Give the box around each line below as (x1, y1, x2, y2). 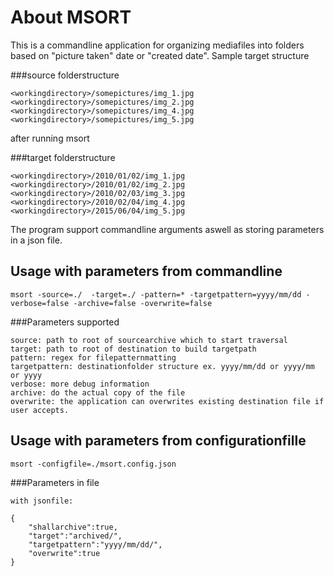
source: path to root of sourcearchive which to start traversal (10, 335, 288, 345)
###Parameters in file (10, 476, 100, 488)
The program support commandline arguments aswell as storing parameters (10, 223, 325, 235)
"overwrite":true (28, 548, 101, 558)
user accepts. (10, 405, 70, 415)
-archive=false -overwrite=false (73, 298, 213, 308)
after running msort (10, 132, 90, 144)
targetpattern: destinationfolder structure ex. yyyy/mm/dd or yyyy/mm (10, 361, 315, 371)
